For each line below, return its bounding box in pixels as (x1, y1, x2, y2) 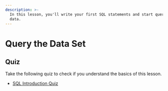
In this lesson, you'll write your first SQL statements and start (9, 12, 153, 17)
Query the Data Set (5, 38, 86, 49)
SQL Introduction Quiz (12, 81, 58, 87)
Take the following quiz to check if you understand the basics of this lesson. (5, 71, 162, 77)
